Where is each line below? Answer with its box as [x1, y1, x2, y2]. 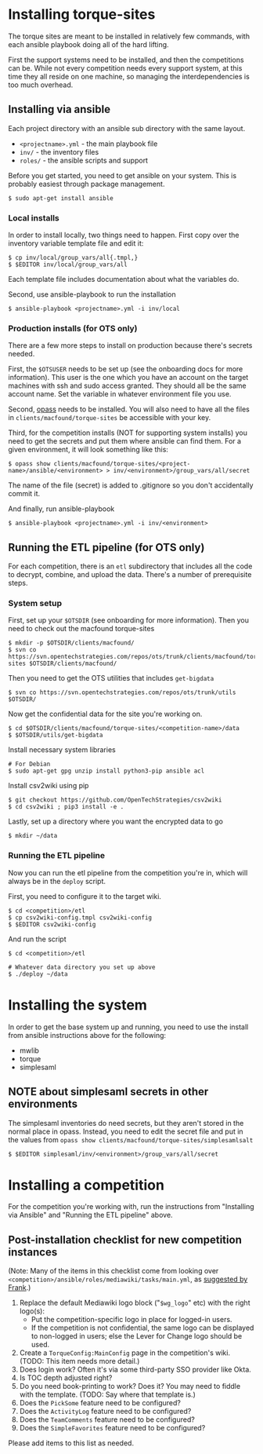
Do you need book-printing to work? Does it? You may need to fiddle [19, 1382, 241, 1391]
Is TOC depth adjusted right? [19, 1373, 113, 1383]
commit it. [8, 489, 41, 499]
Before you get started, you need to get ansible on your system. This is [8, 170, 237, 180]
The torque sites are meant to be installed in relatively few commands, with [8, 31, 250, 41]
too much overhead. [8, 80, 74, 90]
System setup [8, 598, 63, 609]
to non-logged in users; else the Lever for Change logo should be [31, 1332, 243, 1341]
